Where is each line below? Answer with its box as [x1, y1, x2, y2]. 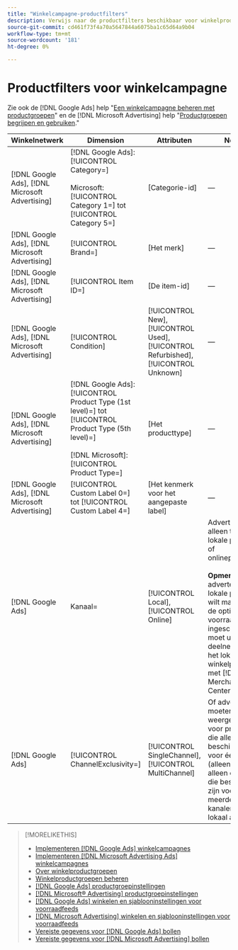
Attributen [157, 135, 193, 145]
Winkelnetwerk [11, 135, 64, 145]
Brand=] [70, 247, 98, 257]
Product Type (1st [70, 397, 131, 407]
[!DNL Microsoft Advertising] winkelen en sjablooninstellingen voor [35, 912, 231, 920]
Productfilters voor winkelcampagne [7, 80, 228, 96]
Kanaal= [70, 601, 98, 611]
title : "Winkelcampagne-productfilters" [7, 10, 129, 18]
